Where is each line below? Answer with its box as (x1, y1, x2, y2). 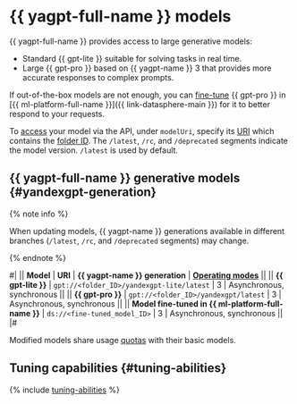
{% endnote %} (9, 252, 67, 263)
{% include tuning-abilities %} (9, 384, 121, 395)
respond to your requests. (9, 108, 106, 119)
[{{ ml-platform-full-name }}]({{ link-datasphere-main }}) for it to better (9, 98, 271, 109)
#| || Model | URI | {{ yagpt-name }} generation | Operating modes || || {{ (9, 270, 284, 281)
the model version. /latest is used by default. (9, 145, 179, 156)
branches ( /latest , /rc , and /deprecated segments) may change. (9, 235, 250, 246)
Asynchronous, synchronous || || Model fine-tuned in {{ (9, 298, 217, 309)
